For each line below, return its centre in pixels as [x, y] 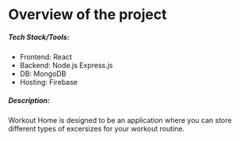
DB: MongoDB [43, 74]
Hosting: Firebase [48, 82]
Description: [29, 100]
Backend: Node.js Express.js [66, 66]
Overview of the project [88, 15]
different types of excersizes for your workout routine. [96, 129]
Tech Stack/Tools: [39, 36]
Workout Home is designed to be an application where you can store [120, 120]
